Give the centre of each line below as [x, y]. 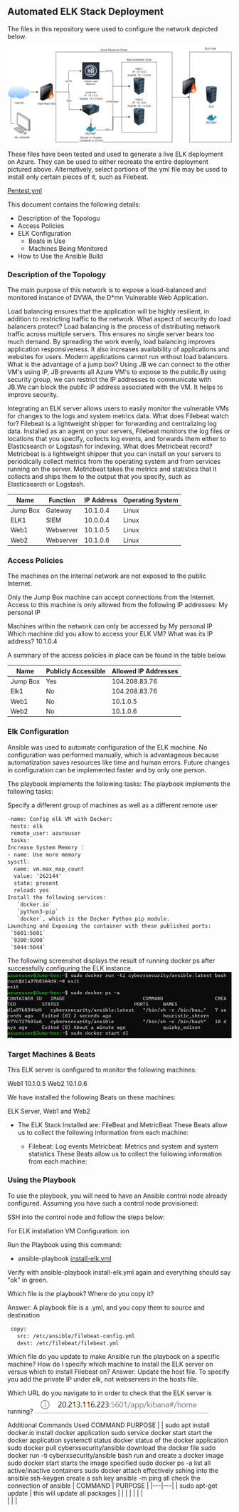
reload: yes [32, 890]
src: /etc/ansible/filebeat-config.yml [76, 1336]
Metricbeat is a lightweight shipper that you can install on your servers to [115, 454]
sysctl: [19, 861]
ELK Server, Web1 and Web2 [49, 1112]
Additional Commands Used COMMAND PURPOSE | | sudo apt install [108, 1425]
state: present [36, 883]
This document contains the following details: [74, 204]
